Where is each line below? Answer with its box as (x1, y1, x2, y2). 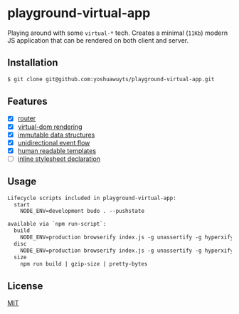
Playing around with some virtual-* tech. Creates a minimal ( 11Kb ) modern (7, 28, 228, 37)
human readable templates (17, 146, 97, 155)
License (7, 280, 43, 292)
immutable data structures (17, 130, 95, 139)
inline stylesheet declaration (17, 155, 101, 163)
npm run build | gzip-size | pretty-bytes (20, 260, 148, 268)
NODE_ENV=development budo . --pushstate (20, 208, 144, 215)
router (17, 114, 36, 122)
